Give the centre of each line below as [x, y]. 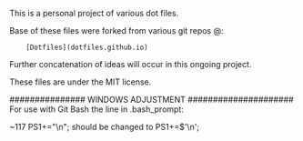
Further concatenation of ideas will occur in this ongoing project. [131, 64]
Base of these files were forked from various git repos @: [117, 30]
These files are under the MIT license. [81, 82]
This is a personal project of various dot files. [94, 13]
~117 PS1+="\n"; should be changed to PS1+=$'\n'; [105, 127]
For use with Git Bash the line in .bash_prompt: [96, 109]
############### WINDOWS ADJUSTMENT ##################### [151, 100]
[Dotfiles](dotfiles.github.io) [87, 47]
